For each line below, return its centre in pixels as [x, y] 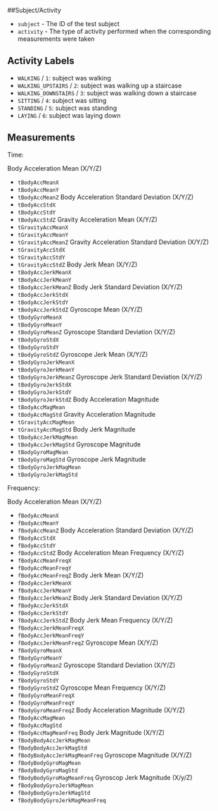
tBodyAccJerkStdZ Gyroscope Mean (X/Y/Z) [80, 309]
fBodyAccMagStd [40, 726]
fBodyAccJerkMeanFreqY [51, 635]
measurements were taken [56, 39]
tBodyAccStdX [37, 205]
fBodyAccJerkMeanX [44, 583]
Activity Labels [41, 61]
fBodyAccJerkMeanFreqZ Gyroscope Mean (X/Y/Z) [88, 642]
